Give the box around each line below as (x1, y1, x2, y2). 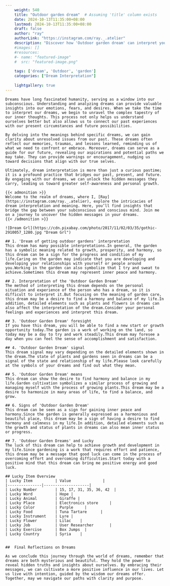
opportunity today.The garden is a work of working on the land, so (5, 327, 153, 333)
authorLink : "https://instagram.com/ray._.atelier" (14, 36, 125, 41)
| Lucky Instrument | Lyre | (5, 514, 73, 519)
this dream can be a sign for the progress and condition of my (5, 252, 144, 257)
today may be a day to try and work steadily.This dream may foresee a (5, 332, 159, 337)
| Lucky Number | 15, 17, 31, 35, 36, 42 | (5, 487, 116, 492)
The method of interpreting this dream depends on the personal (5, 283, 144, 288)
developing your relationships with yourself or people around (5, 261, 142, 266)
